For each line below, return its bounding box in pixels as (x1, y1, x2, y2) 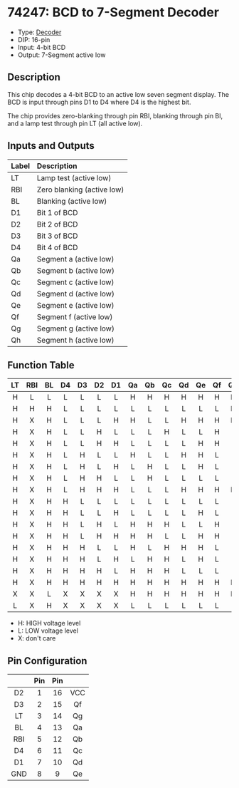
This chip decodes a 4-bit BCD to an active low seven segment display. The (7, 90, 230, 98)
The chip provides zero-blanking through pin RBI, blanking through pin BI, (7, 111, 223, 120)
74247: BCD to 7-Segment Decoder (7, 4, 219, 21)
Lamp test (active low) (36, 172, 112, 182)
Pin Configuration (7, 655, 87, 667)
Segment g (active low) (36, 323, 115, 333)
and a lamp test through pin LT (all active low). (7, 119, 143, 128)
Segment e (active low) (36, 300, 115, 310)
